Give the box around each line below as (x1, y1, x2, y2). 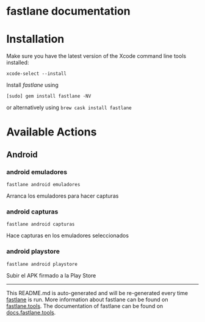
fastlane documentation (6, 4, 131, 18)
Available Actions (6, 125, 97, 139)
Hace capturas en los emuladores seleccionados (6, 232, 129, 239)
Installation (6, 32, 65, 46)
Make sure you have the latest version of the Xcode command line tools (6, 52, 187, 60)
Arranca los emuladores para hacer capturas (6, 192, 119, 199)
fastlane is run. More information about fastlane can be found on (6, 296, 168, 303)
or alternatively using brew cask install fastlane (6, 104, 132, 111)
